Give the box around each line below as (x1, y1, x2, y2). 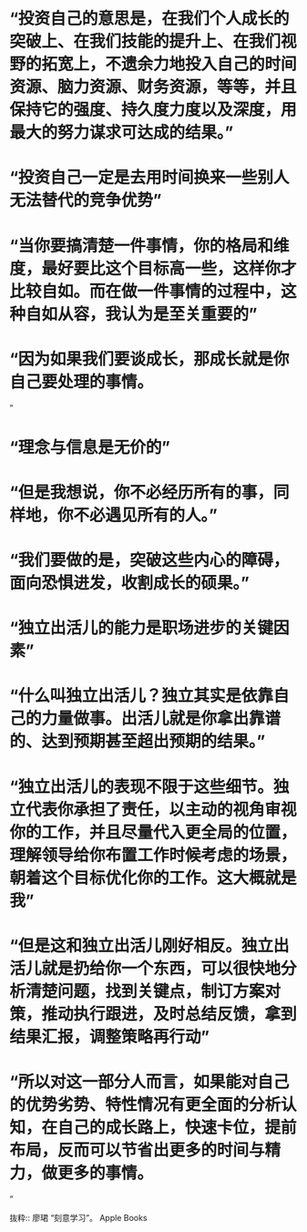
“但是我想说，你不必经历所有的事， (9, 482, 274, 502)
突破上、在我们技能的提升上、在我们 (9, 31, 281, 52)
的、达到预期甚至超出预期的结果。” (9, 731, 266, 752)
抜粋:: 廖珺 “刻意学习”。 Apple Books (9, 1212, 148, 1223)
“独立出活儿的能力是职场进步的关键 (9, 618, 274, 639)
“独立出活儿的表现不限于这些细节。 (9, 776, 274, 797)
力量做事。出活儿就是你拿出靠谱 (41, 708, 281, 729)
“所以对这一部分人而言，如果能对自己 (9, 1072, 290, 1092)
